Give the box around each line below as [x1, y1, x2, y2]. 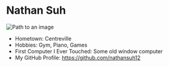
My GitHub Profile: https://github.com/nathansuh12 [14, 54, 141, 61]
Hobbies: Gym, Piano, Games [14, 41, 88, 48]
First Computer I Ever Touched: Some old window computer [14, 47, 163, 54]
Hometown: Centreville [14, 35, 72, 42]
